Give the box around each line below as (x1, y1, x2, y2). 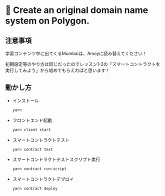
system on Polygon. (5, 15, 90, 26)
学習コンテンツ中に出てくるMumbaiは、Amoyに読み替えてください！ (5, 50, 147, 56)
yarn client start (12, 127, 51, 132)
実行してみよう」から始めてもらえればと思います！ (5, 67, 110, 73)
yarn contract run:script (12, 166, 66, 171)
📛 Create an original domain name (5, 4, 148, 16)
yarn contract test (12, 147, 53, 152)
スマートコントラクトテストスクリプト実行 (12, 156, 100, 162)
